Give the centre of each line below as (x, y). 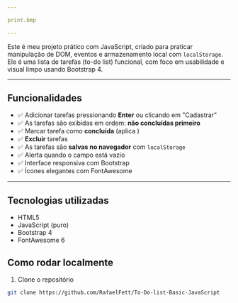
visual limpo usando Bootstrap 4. (55, 69)
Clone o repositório (46, 280)
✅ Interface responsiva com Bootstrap (73, 163)
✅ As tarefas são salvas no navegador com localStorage (101, 147)
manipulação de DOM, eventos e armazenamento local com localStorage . (115, 54)
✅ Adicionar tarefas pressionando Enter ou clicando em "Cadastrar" (117, 115)
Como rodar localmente (61, 262)
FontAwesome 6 (41, 240)
